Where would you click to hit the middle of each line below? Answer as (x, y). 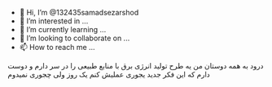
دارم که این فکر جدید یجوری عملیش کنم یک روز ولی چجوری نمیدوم (109, 74)
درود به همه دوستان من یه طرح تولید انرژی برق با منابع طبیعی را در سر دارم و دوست (136, 66)
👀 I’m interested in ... (54, 21)
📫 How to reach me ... (57, 47)
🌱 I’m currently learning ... (63, 29)
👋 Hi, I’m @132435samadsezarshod (79, 12)
